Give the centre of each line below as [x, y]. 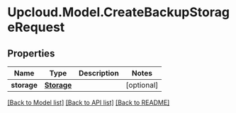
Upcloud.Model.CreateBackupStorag [119, 12]
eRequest [36, 27]
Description [99, 73]
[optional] [142, 85]
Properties [31, 53]
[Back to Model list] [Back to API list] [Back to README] [89, 102]
